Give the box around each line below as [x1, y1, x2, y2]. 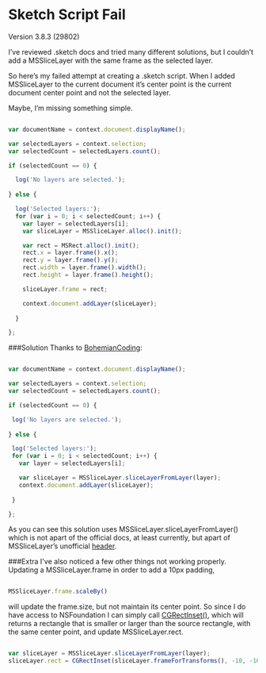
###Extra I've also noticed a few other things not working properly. [8, 557, 227, 567]
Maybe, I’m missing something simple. [8, 103, 133, 113]
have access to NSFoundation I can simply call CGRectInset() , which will [8, 610, 244, 620]
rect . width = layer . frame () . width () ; [22, 263, 147, 271]
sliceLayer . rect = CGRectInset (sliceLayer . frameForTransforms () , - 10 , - [8, 657, 253, 665]
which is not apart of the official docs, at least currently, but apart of [8, 533, 231, 543]
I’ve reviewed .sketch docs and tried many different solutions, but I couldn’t [8, 47, 253, 56]
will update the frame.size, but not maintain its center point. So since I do [8, 602, 246, 612]
